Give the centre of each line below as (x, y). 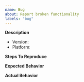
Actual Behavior (22, 76)
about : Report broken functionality (42, 14)
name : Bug (15, 10)
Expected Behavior (25, 66)
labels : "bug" (19, 19)
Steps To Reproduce (26, 57)
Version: (20, 42)
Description (17, 33)
